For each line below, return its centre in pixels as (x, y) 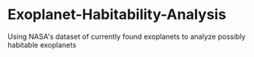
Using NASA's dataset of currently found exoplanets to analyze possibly (127, 36)
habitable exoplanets (42, 44)
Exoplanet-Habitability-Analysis (117, 15)
